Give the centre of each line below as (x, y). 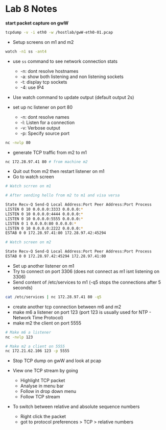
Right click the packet (43, 417)
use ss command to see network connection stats (65, 61)
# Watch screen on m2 (28, 242)
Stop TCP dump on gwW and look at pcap (57, 361)
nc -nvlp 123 (19, 337)
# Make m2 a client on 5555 (35, 346)
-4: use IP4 (32, 87)
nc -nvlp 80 (18, 143)
